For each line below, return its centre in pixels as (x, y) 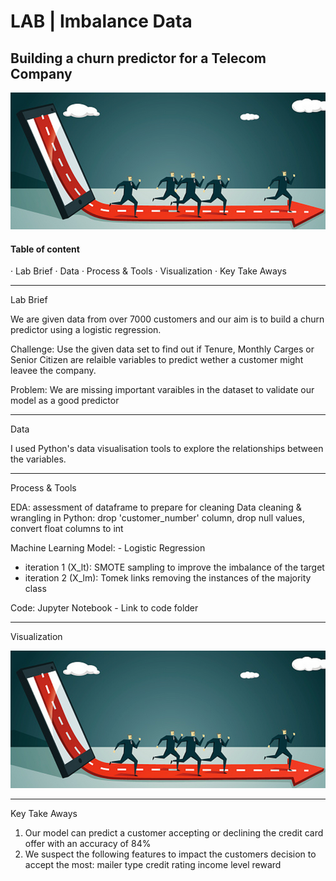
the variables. (38, 459)
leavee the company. (53, 371)
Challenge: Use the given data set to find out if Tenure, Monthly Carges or (162, 349)
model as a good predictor (65, 401)
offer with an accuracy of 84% (88, 843)
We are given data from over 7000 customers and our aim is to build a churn (167, 319)
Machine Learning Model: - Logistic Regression (108, 548)
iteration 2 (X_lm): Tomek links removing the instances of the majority (168, 578)
